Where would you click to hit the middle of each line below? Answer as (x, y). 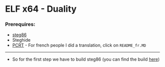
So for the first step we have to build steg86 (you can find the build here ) (86, 59)
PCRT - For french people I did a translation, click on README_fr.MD (79, 45)
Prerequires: (20, 24)
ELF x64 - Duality (41, 9)
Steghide (21, 40)
